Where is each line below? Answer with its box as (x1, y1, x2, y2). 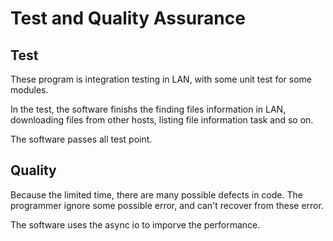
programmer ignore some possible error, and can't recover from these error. (10, 199, 324, 211)
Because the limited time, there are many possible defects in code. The (10, 188, 303, 201)
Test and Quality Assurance (10, 7, 246, 30)
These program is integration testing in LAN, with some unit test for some (10, 73, 312, 85)
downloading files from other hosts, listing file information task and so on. (10, 114, 314, 126)
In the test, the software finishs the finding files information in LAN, (10, 103, 287, 115)
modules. (10, 84, 49, 96)
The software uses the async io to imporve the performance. (10, 218, 261, 231)
